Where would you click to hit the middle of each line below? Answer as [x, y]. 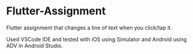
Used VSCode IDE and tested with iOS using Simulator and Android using [96, 39]
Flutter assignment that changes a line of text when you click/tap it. [89, 28]
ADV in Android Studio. [34, 46]
